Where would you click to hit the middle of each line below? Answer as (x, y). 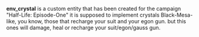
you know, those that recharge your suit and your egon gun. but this (102, 21)
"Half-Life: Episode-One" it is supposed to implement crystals (83, 15)
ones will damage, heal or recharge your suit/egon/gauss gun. (84, 27)
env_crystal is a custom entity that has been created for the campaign (94, 9)
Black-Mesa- (177, 15)
